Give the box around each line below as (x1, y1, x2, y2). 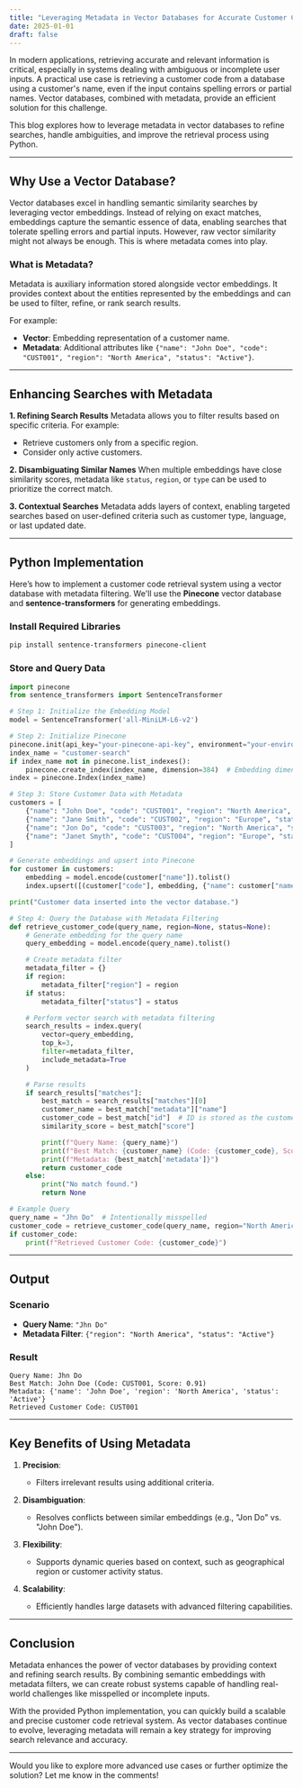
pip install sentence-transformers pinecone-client (9, 640, 207, 649)
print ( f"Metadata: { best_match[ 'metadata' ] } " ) (41, 1155, 219, 1164)
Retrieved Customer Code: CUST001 (9, 1402, 139, 1412)
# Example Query (9, 1204, 70, 1214)
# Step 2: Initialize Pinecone (9, 731, 127, 741)
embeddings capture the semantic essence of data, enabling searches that (9, 217, 288, 228)
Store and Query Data (9, 662, 106, 675)
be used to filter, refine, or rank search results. (9, 298, 182, 309)
